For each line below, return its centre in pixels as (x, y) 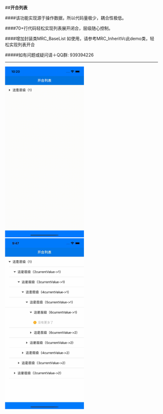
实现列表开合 (22, 45)
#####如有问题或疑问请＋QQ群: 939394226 (49, 55)
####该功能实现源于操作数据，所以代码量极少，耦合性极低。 (66, 18)
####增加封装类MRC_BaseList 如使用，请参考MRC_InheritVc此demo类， (78, 39)
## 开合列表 (16, 8)
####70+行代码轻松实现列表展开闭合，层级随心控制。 (59, 28)
